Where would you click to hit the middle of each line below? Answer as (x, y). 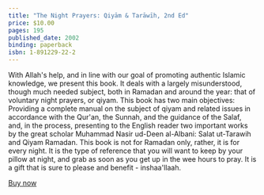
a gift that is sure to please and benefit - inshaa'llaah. (95, 168)
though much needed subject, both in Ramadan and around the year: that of (132, 92)
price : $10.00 (32, 23)
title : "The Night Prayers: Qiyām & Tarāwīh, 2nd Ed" (99, 15)
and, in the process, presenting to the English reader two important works (128, 125)
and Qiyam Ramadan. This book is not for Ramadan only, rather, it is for (124, 142)
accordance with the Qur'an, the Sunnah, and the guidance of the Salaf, (125, 117)
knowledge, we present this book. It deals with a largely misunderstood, (125, 83)
